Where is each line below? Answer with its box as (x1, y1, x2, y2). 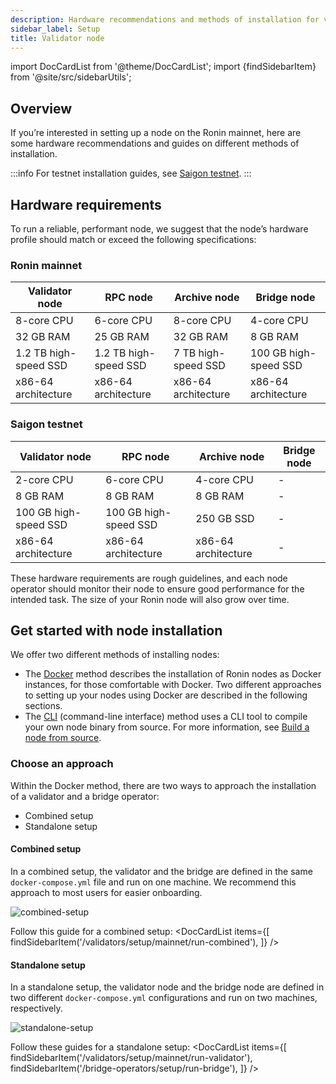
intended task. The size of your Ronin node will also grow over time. (10, 593, 290, 605)
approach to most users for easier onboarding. (10, 886, 203, 898)
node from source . (24, 732, 102, 744)
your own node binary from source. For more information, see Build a (24, 721, 310, 733)
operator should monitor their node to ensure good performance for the (10, 582, 305, 595)
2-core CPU (15, 472, 74, 486)
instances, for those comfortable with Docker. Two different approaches (24, 679, 322, 691)
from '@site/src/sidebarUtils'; (10, 71, 132, 83)
